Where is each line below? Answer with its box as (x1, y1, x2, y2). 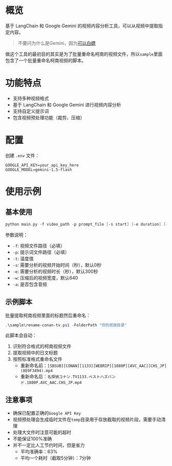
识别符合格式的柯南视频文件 (12, 343, 72, 349)
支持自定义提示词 (12, 108, 49, 114)
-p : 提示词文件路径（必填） (12, 249, 70, 255)
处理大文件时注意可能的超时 (12, 430, 72, 436)
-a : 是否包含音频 (12, 281, 48, 287)
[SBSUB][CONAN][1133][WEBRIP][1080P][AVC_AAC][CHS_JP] (47, 363, 167, 369)
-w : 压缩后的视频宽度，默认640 (12, 274, 78, 281)
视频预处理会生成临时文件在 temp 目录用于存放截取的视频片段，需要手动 (12, 417, 161, 423)
